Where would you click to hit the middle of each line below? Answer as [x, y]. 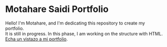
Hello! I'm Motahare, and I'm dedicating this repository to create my [75, 23]
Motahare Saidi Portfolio [57, 9]
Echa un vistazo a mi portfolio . [36, 39]
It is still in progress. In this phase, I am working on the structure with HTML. [84, 33]
